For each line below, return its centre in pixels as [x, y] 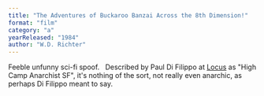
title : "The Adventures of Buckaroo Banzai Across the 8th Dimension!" [128, 15]
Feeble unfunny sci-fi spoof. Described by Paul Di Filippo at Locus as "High [132, 67]
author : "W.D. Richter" [47, 45]
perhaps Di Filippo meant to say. [60, 84]
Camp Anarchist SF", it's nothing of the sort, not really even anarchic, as [125, 76]
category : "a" [32, 30]
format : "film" [33, 23]
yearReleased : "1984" [44, 37]
